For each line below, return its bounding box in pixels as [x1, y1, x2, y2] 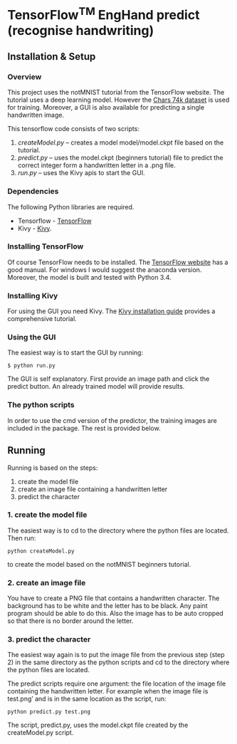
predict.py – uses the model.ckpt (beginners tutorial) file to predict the [17, 154, 223, 162]
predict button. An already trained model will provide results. [7, 382, 185, 391]
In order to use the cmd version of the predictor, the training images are [7, 416, 217, 424]
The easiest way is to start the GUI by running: [7, 348, 144, 357]
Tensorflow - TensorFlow [17, 216, 92, 225]
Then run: [7, 533, 36, 542]
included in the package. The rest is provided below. [7, 424, 162, 432]
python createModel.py [7, 547, 75, 555]
